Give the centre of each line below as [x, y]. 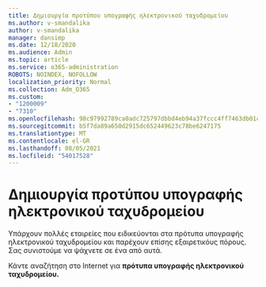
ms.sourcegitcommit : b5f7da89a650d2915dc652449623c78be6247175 [115, 126]
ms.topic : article [38, 60]
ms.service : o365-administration [63, 67]
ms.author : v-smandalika [49, 23]
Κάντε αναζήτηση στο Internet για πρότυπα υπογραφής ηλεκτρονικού [126, 266]
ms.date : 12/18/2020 [42, 45]
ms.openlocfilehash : [42, 119]
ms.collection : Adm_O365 [49, 89]
